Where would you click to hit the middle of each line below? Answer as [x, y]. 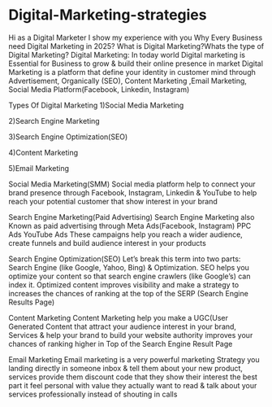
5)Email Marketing [39, 168]
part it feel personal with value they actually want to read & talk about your [133, 385]
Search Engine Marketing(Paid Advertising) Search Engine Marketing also [132, 217]
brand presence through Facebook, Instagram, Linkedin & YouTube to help [133, 192]
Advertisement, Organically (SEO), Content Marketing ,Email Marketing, [128, 81]
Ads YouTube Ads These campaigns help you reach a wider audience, [126, 234]
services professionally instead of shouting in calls [93, 394]
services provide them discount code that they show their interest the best [133, 377]
